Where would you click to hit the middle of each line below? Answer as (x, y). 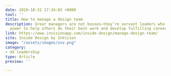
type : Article (20, 57)
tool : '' (15, 15)
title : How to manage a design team (44, 19)
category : (16, 47)
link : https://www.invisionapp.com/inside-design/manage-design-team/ (82, 33)
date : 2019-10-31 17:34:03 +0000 (41, 10)
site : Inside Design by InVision (41, 38)
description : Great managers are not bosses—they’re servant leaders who (85, 24)
